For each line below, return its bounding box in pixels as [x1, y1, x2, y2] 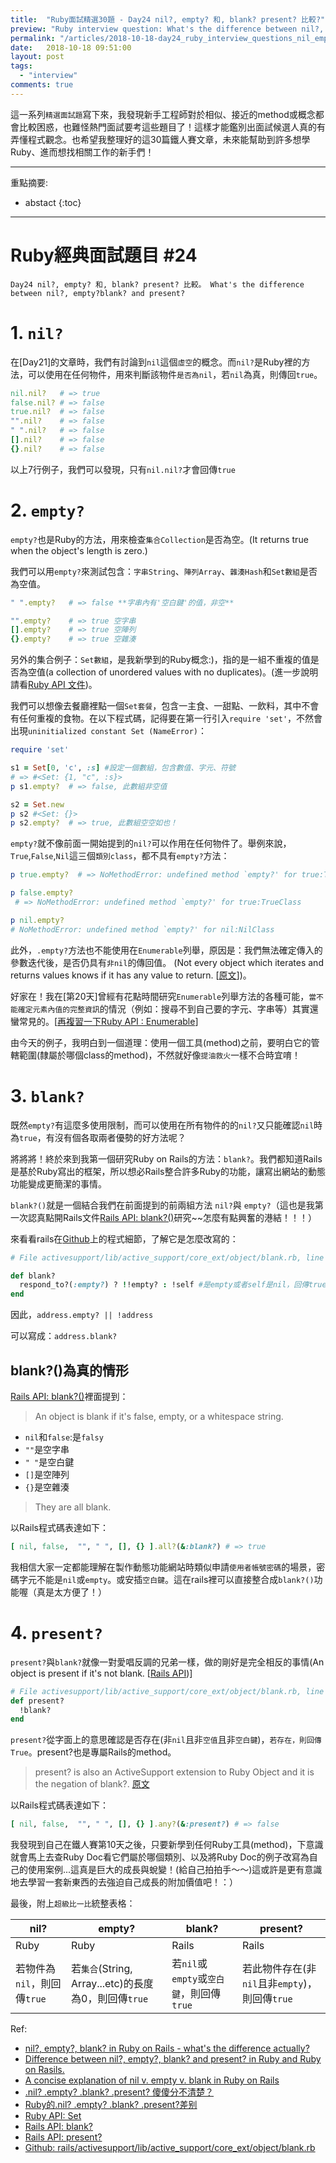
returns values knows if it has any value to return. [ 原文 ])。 [10, 969, 252, 981]
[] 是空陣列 [24, 1468, 70, 1480]
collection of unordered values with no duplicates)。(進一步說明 [55, 666, 319, 678]
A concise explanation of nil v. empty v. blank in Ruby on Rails [24, 2074, 280, 2086]
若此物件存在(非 [241, 1962, 317, 1976]
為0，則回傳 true [71, 1992, 149, 2006]
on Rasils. [24, 2064, 65, 2076]
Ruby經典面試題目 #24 [10, 244, 198, 266]
